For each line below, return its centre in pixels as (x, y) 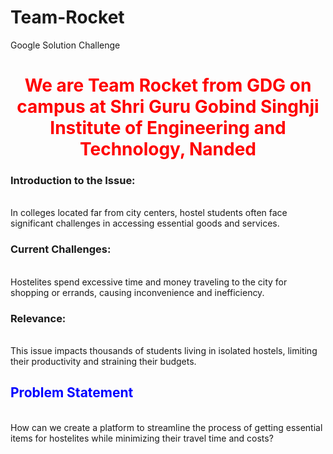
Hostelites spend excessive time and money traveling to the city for (149, 282)
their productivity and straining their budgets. (103, 362)
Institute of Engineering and (168, 128)
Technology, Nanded (168, 149)
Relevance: (38, 318)
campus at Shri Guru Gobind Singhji (168, 107)
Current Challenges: (61, 249)
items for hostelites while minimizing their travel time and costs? (142, 438)
